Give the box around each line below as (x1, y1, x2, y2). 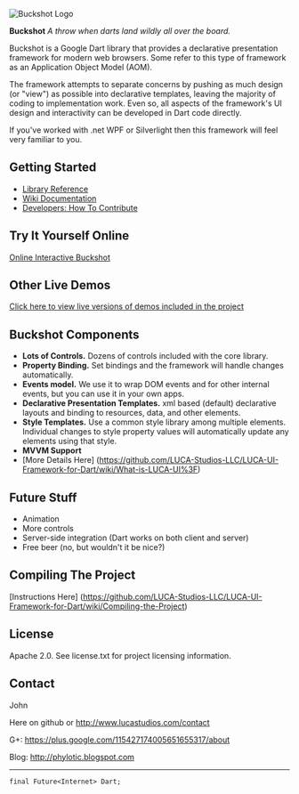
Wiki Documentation (21, 192, 97, 204)
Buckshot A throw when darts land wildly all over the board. (9, 26, 231, 36)
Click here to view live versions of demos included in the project (9, 301, 245, 312)
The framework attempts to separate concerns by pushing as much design (9, 79, 283, 89)
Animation (21, 514, 60, 524)
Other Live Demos (9, 278, 111, 293)
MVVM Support (21, 445, 82, 456)
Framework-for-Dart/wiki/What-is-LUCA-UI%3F (21, 464, 198, 475)
